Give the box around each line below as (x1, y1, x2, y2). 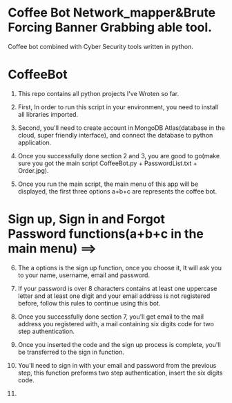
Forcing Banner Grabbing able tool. (8, 19, 213, 35)
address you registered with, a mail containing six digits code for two (17, 319, 215, 328)
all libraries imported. (17, 110, 79, 118)
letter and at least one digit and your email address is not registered (17, 292, 211, 300)
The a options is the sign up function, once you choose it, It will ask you (17, 263, 222, 272)
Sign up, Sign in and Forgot (8, 212, 165, 227)
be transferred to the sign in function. (17, 348, 125, 356)
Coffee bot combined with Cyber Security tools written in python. (8, 42, 194, 50)
